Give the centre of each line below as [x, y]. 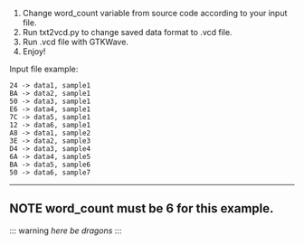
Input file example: [44, 69]
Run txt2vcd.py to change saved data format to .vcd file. [127, 32]
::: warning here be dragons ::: [66, 231]
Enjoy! [34, 52]
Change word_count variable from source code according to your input [155, 13]
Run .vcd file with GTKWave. [76, 42]
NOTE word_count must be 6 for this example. [142, 208]
